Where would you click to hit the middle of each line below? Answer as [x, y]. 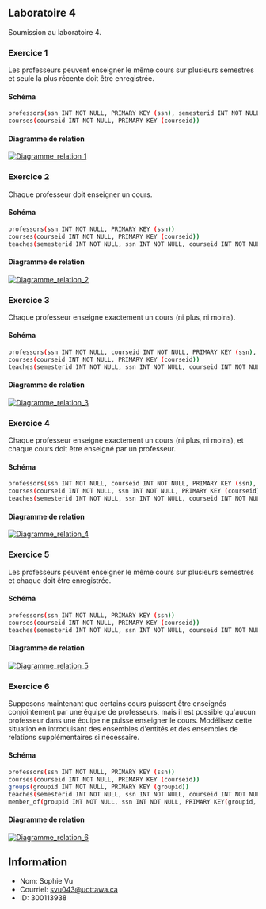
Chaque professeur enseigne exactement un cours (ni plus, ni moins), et [126, 440]
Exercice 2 [29, 177]
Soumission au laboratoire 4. [55, 32]
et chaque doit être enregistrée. [60, 580]
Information [38, 863]
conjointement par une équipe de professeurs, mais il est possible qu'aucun [132, 711]
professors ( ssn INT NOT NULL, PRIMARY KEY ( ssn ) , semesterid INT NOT [125, 113]
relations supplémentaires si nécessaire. [74, 737]
